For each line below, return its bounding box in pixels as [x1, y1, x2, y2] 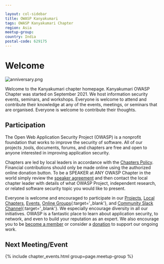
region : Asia [5, 25, 32, 30]
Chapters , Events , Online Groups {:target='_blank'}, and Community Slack [5, 200, 154, 206]
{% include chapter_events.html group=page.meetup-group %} [5, 254, 134, 260]
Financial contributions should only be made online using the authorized [5, 164, 151, 170]
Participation [5, 121, 46, 129]
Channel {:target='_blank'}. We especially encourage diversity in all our [5, 205, 148, 211]
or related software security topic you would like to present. [5, 185, 126, 191]
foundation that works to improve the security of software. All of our [5, 139, 143, 145]
